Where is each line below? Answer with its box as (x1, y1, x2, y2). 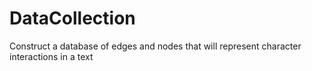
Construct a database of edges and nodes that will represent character (9, 40, 302, 52)
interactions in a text (9, 50, 94, 62)
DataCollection (9, 7, 136, 30)
